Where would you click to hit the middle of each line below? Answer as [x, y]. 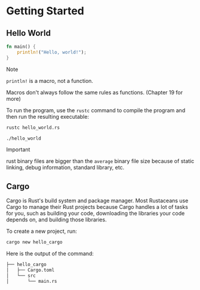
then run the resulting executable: [48, 116]
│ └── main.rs [32, 281]
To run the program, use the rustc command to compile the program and [96, 110]
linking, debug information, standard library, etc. [65, 168]
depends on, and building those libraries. [56, 220]
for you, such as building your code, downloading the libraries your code [96, 214]
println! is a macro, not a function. [50, 81]
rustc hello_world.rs [33, 127]
